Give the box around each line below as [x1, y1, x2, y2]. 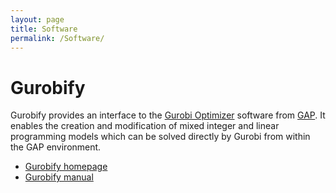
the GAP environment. [10, 141, 102, 153]
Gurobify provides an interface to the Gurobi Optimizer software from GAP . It [10, 109, 326, 121]
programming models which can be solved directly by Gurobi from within [10, 131, 311, 143]
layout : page [10, 14, 65, 25]
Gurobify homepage [24, 161, 108, 173]
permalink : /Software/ [10, 33, 105, 43]
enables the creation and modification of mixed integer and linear [10, 120, 280, 132]
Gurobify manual [24, 171, 94, 183]
